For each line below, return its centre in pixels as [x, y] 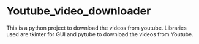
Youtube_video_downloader [79, 11]
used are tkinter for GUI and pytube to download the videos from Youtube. [100, 34]
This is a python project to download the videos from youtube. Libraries [96, 28]
